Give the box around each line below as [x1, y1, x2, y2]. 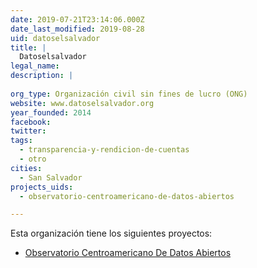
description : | [10, 71, 74, 81]
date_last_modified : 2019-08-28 [10, 24, 145, 34]
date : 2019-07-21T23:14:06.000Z [10, 14, 145, 25]
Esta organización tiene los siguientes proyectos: [10, 227, 213, 240]
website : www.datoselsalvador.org [10, 98, 155, 108]
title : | [10, 42, 47, 53]
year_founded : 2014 [10, 107, 92, 118]
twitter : [10, 126, 47, 136]
